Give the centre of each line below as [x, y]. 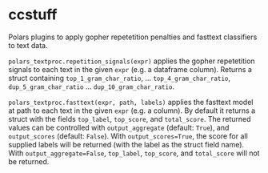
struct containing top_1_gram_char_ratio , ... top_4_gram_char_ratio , [119, 78]
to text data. [28, 45]
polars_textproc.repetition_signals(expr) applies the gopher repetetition [132, 61]
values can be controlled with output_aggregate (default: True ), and [119, 127]
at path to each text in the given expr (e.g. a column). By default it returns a [132, 111]
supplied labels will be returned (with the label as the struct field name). [126, 144]
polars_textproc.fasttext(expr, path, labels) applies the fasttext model [131, 102]
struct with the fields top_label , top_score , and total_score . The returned [130, 119]
